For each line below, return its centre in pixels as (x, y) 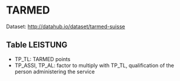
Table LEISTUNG (37, 45)
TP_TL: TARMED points (42, 59)
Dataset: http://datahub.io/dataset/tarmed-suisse (66, 26)
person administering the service (55, 72)
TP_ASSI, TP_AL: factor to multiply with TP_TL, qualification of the (94, 65)
